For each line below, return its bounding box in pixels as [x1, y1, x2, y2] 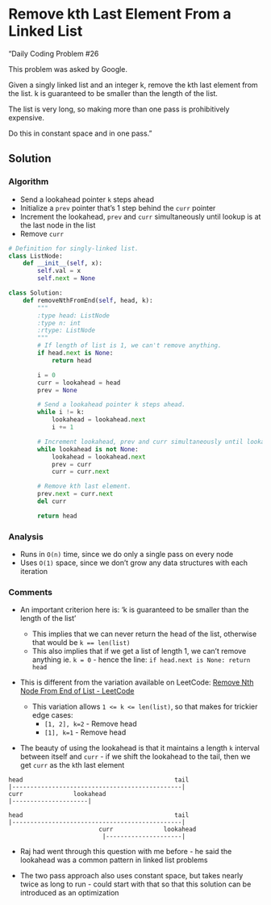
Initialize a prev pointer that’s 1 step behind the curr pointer [19, 203, 216, 212]
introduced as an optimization [19, 888, 119, 898]
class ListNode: [8, 252, 63, 260]
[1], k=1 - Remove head [44, 727, 127, 737]
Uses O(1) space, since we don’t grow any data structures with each [19, 558, 248, 568]
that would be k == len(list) [31, 638, 131, 647]
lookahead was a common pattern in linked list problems [19, 855, 208, 865]
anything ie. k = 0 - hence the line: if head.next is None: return [31, 655, 251, 664]
